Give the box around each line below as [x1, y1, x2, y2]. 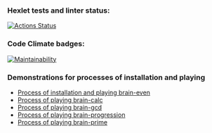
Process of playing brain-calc [17, 95, 103, 104]
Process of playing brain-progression [17, 111, 126, 119]
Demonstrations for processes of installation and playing [7, 72, 206, 82]
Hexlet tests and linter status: [7, 6, 110, 15]
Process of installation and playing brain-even [17, 88, 151, 97]
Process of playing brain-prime [17, 118, 107, 126]
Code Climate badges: [7, 39, 85, 49]
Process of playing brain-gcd [17, 103, 102, 111]
